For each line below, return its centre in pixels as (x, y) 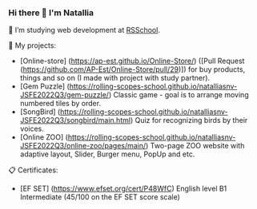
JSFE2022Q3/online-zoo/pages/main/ (83, 146)
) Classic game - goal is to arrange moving (179, 95)
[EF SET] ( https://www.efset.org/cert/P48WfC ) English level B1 (123, 189)
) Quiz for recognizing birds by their (189, 120)
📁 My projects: (32, 45)
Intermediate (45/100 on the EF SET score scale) (100, 197)
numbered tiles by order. (60, 104)
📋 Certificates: (33, 170)
